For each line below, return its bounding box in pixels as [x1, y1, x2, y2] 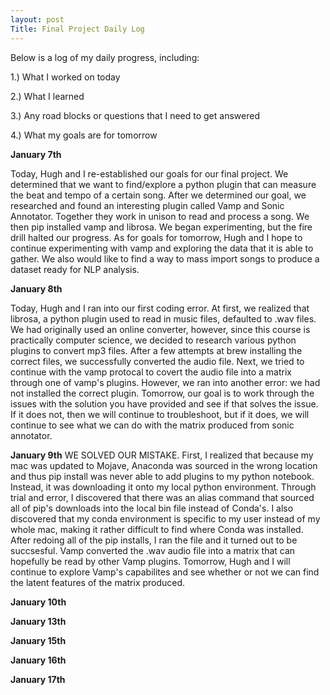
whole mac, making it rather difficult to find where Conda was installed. [10, 523, 304, 535]
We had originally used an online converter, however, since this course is [10, 323, 311, 335]
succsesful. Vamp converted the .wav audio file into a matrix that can [10, 544, 296, 556]
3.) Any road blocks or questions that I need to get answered [10, 109, 260, 121]
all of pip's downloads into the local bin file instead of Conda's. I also [10, 502, 294, 514]
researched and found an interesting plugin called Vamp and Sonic [10, 199, 285, 211]
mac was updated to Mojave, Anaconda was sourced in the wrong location [10, 459, 318, 471]
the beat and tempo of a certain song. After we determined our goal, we [10, 189, 307, 201]
